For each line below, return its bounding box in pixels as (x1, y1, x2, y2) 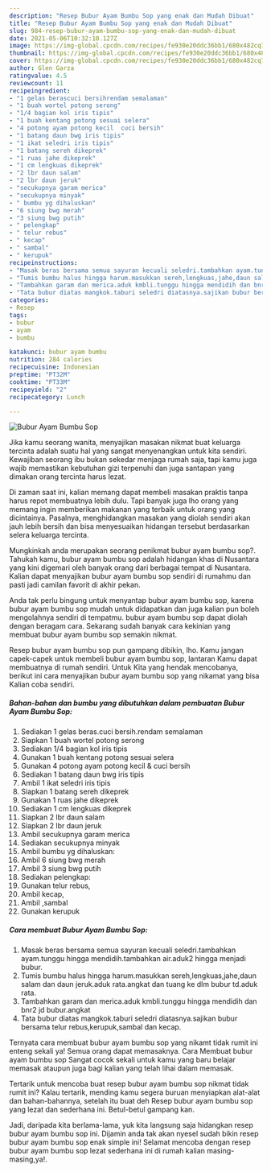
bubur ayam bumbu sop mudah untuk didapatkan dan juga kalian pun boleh (9, 605, 260, 614)
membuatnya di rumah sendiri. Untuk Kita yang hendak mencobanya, (9, 662, 239, 672)
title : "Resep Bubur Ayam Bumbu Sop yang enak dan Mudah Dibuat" (9, 19, 232, 27)
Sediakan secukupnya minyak (20, 838, 120, 848)
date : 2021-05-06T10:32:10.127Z (9, 34, 117, 43)
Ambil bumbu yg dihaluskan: (20, 847, 116, 856)
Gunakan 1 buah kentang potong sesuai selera (20, 753, 175, 762)
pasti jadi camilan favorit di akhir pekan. (9, 580, 141, 590)
